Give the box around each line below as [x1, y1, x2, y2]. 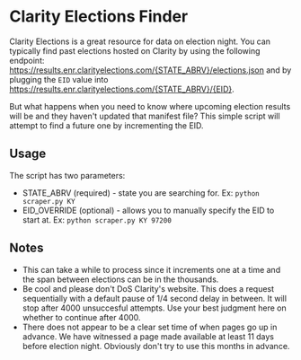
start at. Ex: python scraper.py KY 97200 [22, 214, 173, 225]
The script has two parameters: [9, 170, 126, 180]
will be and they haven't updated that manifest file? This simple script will [9, 110, 280, 121]
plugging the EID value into [9, 74, 109, 84]
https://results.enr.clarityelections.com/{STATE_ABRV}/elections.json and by [9, 65, 292, 75]
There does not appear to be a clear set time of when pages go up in [22, 321, 278, 332]
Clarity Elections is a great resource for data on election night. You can [9, 36, 271, 47]
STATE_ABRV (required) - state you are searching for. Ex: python [22, 187, 261, 198]
